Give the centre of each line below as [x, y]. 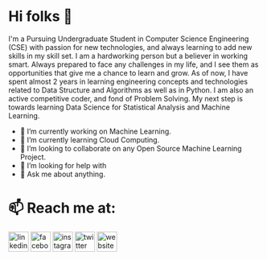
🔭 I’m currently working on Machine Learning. [95, 131]
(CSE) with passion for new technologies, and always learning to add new [130, 47]
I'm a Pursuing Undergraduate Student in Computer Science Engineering [129, 39]
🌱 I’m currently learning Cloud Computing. [90, 139]
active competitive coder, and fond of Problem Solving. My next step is [126, 98]
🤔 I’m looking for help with [63, 165]
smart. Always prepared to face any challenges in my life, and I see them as [133, 64]
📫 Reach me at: [62, 208]
